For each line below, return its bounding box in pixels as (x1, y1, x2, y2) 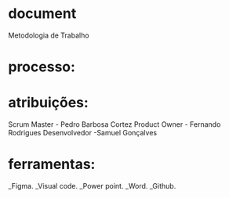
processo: (8, 58, 76, 76)
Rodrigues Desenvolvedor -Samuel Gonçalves (8, 128, 158, 138)
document (8, 5, 77, 23)
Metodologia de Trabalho (8, 31, 89, 40)
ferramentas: (8, 156, 96, 173)
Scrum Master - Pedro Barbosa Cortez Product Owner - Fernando (8, 120, 221, 129)
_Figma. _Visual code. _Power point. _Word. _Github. (8, 182, 176, 190)
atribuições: (8, 94, 89, 112)
